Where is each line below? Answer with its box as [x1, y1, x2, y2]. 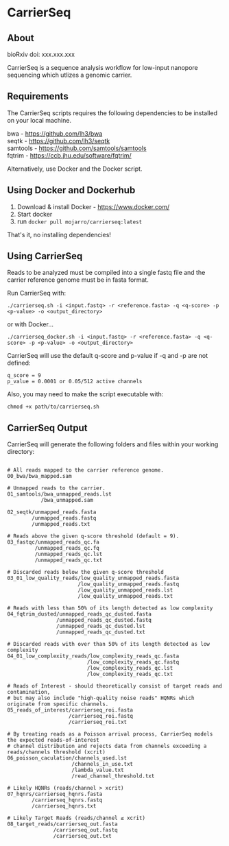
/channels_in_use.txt [71, 761, 134, 768]
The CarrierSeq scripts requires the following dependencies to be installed [7, 108, 218, 117]
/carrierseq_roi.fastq [68, 713, 134, 720]
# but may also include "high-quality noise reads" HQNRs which [7, 694, 195, 702]
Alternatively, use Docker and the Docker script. [7, 165, 143, 173]
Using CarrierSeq [7, 250, 83, 262]
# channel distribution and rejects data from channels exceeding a [7, 742, 207, 750]
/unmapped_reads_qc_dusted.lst [56, 623, 146, 630]
